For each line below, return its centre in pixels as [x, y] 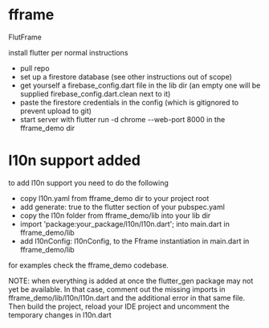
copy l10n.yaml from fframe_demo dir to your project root [114, 198]
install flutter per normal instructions [68, 52]
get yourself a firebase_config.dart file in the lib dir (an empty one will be [140, 85]
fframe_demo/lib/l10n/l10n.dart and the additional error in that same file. [127, 297]
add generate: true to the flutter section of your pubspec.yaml [122, 207]
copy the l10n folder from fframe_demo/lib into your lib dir [115, 215]
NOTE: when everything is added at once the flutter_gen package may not [131, 281]
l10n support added [74, 160]
